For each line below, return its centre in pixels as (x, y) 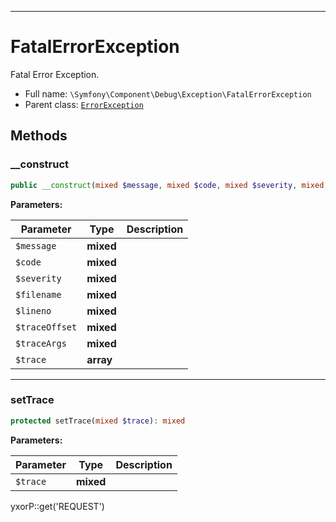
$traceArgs (41, 343)
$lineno (33, 310)
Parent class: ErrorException (84, 104)
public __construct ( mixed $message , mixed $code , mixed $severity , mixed (167, 185)
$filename (38, 294)
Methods (39, 136)
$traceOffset (46, 327)
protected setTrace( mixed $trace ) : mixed (98, 421)
